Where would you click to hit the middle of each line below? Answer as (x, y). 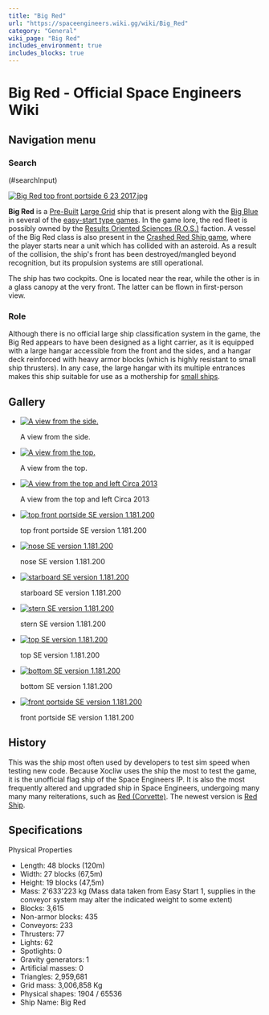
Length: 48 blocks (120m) (63, 865)
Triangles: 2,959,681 (53, 976)
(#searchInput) (33, 180)
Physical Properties (41, 849)
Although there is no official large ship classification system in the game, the (134, 334)
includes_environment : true (55, 46)
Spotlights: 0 (41, 951)
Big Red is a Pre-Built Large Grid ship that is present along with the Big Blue (133, 211)
